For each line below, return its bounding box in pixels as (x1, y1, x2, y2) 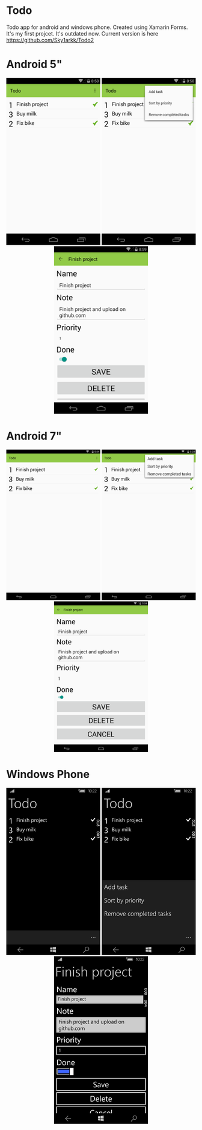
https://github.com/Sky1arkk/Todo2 (6, 36, 94, 43)
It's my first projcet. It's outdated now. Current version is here (6, 30, 159, 37)
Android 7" (6, 429, 62, 443)
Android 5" (6, 58, 63, 71)
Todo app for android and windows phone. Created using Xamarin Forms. (6, 24, 188, 31)
